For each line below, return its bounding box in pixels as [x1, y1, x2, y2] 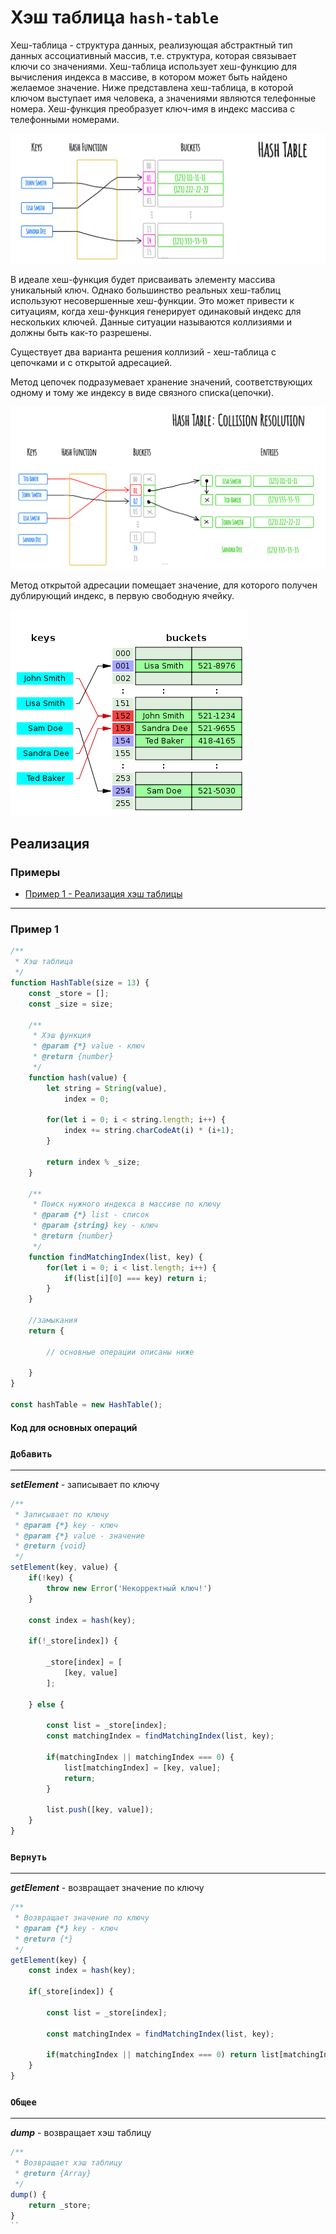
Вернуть [10, 1851, 48, 1863]
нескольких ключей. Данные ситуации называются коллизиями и [10, 316, 293, 328]
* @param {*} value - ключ [32, 1041, 145, 1051]
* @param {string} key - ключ [32, 1221, 159, 1231]
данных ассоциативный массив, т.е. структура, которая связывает [10, 49, 297, 61]
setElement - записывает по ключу [10, 1478, 160, 1490]
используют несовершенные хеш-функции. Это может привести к [10, 295, 295, 307]
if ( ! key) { [28, 1573, 74, 1583]
